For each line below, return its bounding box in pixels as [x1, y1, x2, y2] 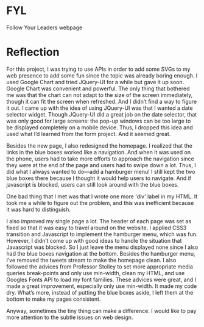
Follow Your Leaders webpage [6, 24, 83, 31]
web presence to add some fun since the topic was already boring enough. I [6, 71, 198, 79]
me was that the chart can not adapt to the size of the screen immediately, [6, 91, 193, 98]
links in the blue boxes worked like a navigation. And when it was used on [6, 148, 191, 156]
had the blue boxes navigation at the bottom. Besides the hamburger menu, [6, 250, 195, 257]
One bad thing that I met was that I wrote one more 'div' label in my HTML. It [6, 193, 198, 200]
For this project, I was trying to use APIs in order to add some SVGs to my [6, 65, 191, 73]
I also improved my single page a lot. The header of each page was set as [6, 217, 192, 225]
